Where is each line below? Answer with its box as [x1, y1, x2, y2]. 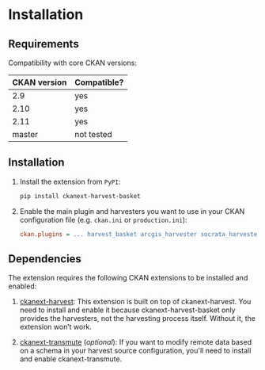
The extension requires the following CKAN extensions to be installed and [8, 273, 248, 283]
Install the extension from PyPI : [19, 177, 121, 186]
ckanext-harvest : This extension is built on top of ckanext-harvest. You [19, 297, 252, 307]
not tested [74, 129, 112, 139]
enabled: [8, 281, 37, 291]
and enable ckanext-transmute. [19, 354, 123, 364]
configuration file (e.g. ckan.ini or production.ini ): [19, 215, 187, 224]
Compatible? [74, 77, 124, 88]
